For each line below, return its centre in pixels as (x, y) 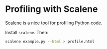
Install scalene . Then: (27, 32)
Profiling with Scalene (52, 9)
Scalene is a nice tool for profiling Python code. (54, 23)
